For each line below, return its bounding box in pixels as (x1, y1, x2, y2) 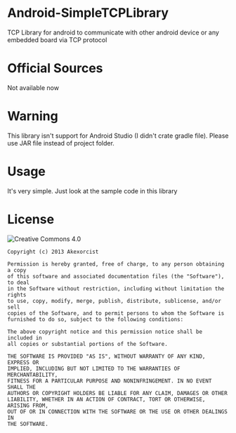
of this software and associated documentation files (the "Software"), (7, 273, 225, 280)
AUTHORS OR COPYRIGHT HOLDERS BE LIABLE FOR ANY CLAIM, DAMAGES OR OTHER (7, 389, 228, 396)
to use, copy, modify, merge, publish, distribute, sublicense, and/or (7, 297, 221, 304)
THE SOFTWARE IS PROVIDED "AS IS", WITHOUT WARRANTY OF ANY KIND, (7, 353, 206, 360)
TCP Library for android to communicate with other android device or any (7, 28, 220, 37)
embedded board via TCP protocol (7, 35, 107, 44)
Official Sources (7, 60, 103, 77)
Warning (7, 108, 58, 124)
